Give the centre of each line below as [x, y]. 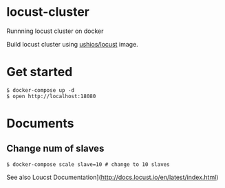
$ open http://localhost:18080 [51, 96]
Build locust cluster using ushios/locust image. [72, 44]
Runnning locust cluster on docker [55, 31]
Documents [40, 124]
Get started [40, 72]
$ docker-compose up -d [41, 90]
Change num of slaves [55, 149]
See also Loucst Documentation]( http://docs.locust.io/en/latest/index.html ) [112, 177]
